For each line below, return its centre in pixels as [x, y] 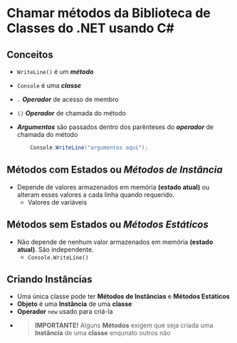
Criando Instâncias [50, 279]
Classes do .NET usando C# [91, 28]
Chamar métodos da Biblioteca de [109, 13]
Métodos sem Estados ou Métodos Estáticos [108, 225]
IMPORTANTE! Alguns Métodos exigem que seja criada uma [124, 325]
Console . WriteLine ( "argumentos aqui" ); [89, 148]
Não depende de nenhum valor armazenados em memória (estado [115, 242]
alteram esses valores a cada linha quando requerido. [96, 195]
